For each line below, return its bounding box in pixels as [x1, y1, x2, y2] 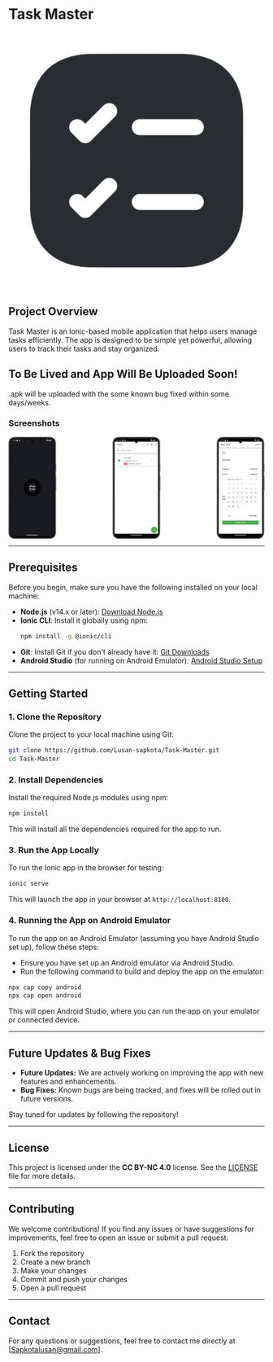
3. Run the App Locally [8, 844, 100, 856]
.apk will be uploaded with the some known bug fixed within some [8, 388, 230, 399]
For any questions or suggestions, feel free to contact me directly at [8, 1336, 236, 1346]
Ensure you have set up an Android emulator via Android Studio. [19, 957, 236, 967]
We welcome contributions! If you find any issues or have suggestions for [8, 1224, 254, 1233]
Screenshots [8, 418, 60, 429]
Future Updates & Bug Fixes [8, 1046, 152, 1060]
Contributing [8, 1202, 75, 1216]
